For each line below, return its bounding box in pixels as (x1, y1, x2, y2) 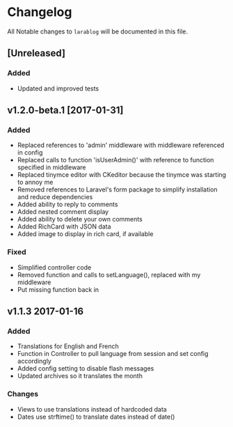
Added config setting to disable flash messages (17, 364, 154, 373)
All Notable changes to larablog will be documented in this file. (7, 27, 188, 36)
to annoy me (17, 178, 54, 187)
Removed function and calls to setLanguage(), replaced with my (17, 270, 201, 279)
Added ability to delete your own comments (17, 215, 143, 224)
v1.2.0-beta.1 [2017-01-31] (7, 104, 124, 116)
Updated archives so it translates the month (17, 372, 143, 380)
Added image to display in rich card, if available (17, 230, 154, 238)
